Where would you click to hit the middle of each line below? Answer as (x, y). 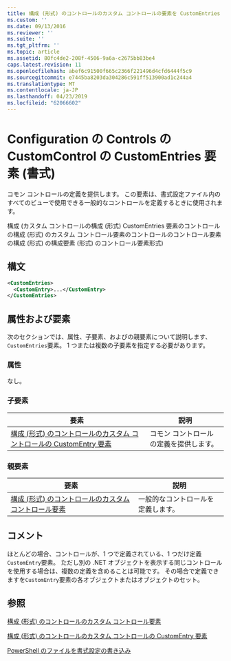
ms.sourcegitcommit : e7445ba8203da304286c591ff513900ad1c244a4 (100, 77)
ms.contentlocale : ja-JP (43, 90)
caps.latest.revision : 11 (44, 65)
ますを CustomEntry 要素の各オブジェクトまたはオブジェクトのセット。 (106, 579)
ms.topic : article (33, 52)
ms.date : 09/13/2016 (37, 26)
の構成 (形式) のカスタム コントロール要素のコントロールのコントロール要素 (114, 234)
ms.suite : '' (26, 39)
